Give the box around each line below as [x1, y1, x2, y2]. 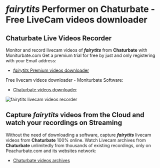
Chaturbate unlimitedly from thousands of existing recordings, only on [5, 142, 151, 148]
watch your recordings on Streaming [5, 119, 122, 127]
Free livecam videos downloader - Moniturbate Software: [5, 77, 123, 83]
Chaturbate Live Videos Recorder [5, 34, 112, 42]
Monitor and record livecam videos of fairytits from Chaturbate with [5, 47, 147, 53]
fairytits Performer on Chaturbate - [5, 3, 155, 15]
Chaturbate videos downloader [12, 87, 77, 93]
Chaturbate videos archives [12, 157, 70, 163]
